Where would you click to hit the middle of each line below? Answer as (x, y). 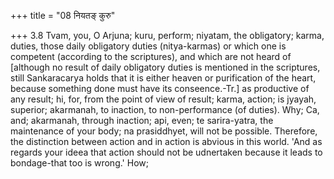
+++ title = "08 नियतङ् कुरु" (63, 15)
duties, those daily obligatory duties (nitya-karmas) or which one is (148, 46)
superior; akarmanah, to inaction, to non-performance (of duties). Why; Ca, (165, 109)
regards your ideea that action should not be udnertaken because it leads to (166, 152)
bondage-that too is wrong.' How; (79, 163)
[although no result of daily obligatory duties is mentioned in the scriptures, (165, 67)
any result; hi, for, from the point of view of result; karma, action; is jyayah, (163, 99)
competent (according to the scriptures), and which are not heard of (151, 56)
